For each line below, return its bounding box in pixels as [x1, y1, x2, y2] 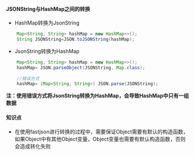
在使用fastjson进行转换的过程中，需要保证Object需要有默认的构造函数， [14, 128, 189, 135]
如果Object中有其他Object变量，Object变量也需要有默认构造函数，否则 [14, 135, 186, 142]
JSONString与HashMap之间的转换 [6, 5, 91, 12]
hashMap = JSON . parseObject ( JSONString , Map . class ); [16, 65, 145, 71]
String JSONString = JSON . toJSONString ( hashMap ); [16, 37, 135, 43]
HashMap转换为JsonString [14, 19, 80, 26]
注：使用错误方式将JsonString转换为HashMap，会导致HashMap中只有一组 [6, 92, 189, 99]
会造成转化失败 [14, 143, 51, 150]
